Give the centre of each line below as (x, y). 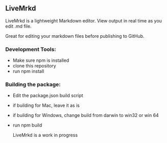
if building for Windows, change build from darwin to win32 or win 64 (86, 115)
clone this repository (34, 66)
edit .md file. (18, 26)
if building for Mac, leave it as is (46, 105)
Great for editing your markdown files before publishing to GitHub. (75, 36)
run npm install (28, 71)
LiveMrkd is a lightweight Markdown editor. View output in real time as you (84, 20)
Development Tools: (31, 49)
